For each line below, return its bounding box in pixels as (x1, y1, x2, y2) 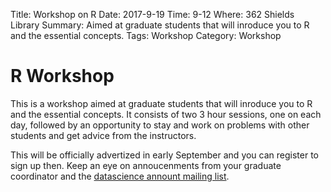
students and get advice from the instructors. (10, 129, 197, 141)
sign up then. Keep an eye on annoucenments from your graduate (10, 159, 282, 171)
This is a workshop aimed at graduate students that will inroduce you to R (10, 97, 313, 109)
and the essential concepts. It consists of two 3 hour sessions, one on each (10, 108, 322, 120)
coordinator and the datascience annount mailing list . (10, 170, 230, 182)
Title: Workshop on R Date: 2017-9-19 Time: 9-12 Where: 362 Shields (10, 9, 295, 20)
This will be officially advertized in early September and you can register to (10, 149, 320, 161)
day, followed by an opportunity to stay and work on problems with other (10, 119, 310, 131)
